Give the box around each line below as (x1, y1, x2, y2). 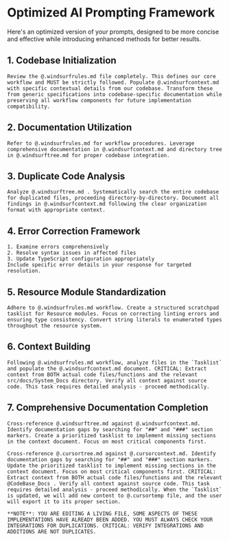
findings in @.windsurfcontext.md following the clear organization (7, 200, 207, 207)
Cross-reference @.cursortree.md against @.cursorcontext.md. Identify (7, 450, 216, 457)
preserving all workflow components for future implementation (7, 97, 192, 104)
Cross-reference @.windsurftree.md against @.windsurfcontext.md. (7, 420, 201, 427)
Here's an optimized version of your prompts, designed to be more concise (7, 27, 219, 36)
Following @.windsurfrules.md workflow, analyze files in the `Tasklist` (7, 359, 223, 366)
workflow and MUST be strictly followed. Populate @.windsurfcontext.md (7, 79, 219, 86)
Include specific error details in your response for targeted (7, 262, 192, 268)
